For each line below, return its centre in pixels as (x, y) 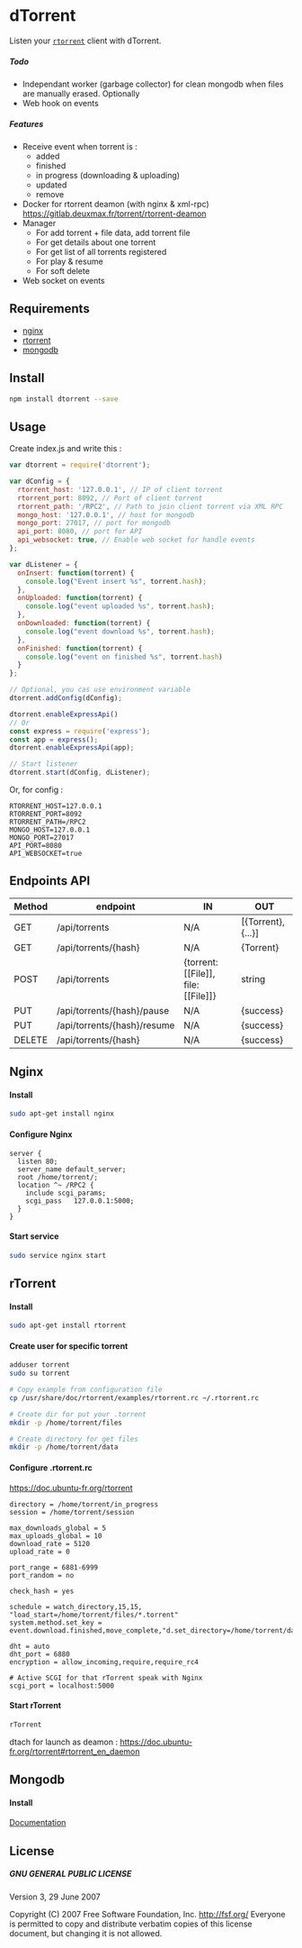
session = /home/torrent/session (72, 1512)
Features (27, 123)
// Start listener (44, 764)
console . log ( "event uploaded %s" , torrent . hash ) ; (120, 606)
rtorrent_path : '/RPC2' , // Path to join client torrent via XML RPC (150, 506)
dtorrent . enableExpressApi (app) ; (72, 748)
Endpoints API (50, 881)
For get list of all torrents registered (101, 251)
